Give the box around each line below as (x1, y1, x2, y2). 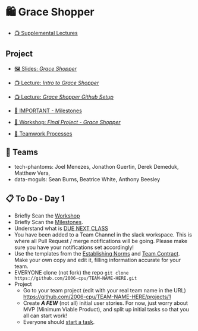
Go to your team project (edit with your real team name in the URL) (23, 287, 187, 294)
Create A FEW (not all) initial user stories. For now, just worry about (23, 300, 188, 307)
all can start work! (23, 312, 68, 319)
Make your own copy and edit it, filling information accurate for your (14, 257, 181, 264)
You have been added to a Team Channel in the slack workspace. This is (14, 231, 193, 238)
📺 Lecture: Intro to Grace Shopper (14, 79, 99, 86)
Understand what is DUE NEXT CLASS (14, 225, 108, 232)
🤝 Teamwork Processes (14, 130, 73, 137)
